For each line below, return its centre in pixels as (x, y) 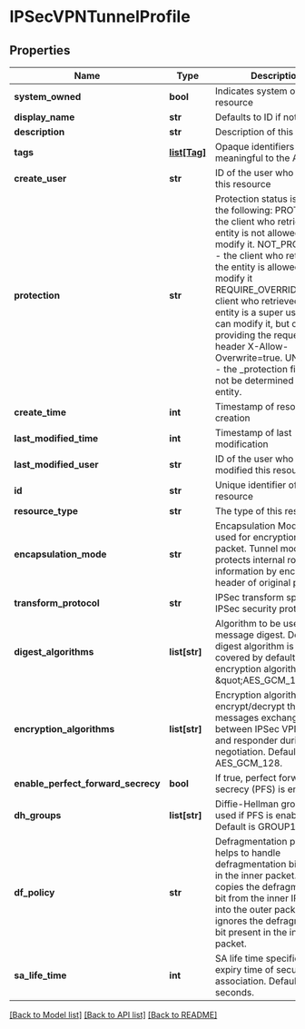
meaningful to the (252, 158)
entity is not (240, 233)
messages (237, 717)
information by (246, 571)
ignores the (239, 921)
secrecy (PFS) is (250, 789)
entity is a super (249, 312)
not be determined (254, 381)
